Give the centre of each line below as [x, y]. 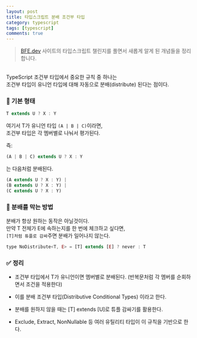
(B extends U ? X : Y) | [36, 185]
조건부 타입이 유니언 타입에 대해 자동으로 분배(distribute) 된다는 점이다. [88, 84]
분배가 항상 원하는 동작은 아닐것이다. [48, 221]
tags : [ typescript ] [30, 28]
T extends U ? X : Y [31, 114]
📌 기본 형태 [21, 101]
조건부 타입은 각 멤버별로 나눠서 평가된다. [53, 133]
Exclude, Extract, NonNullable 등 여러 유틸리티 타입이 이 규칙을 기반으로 [98, 322]
